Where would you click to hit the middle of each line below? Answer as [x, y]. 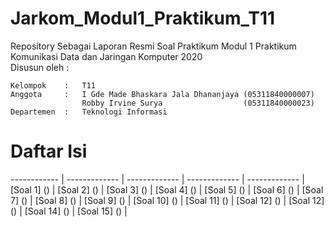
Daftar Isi [49, 151]
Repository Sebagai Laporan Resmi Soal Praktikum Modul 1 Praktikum [153, 46]
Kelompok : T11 [53, 85]
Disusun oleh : [40, 67]
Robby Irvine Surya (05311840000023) [198, 103]
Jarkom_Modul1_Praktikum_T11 [143, 18]
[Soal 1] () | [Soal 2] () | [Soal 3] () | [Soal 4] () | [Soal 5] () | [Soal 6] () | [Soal [167, 189]
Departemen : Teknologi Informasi [89, 112]
